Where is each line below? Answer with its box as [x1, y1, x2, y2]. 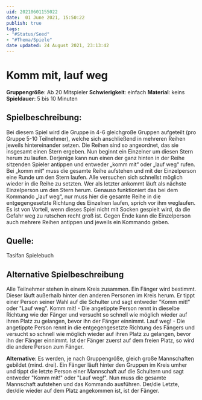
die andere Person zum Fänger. [6, 343, 84, 350]
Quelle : [6, 236, 34, 247]
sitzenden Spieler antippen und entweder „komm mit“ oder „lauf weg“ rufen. [6, 161, 195, 168]
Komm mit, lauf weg [6, 69, 109, 82]
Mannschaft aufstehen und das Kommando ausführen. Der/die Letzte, [6, 381, 180, 388]
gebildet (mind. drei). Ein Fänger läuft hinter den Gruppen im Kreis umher [6, 361, 188, 369]
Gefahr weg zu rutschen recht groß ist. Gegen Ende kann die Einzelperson [6, 212, 191, 219]
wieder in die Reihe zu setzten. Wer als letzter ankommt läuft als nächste [6, 179, 187, 187]
